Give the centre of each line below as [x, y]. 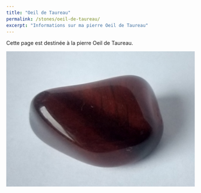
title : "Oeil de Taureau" [38, 13]
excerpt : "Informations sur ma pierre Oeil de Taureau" [77, 25]
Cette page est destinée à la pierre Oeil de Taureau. [70, 43]
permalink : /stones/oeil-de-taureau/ [53, 19]
